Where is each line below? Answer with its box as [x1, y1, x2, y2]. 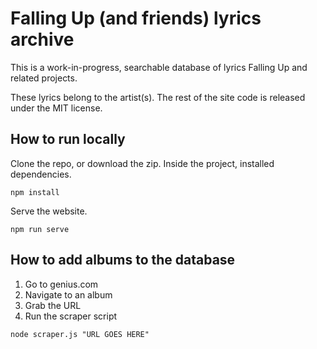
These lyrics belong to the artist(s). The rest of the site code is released [10, 91, 306, 103]
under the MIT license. [10, 102, 103, 114]
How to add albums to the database [10, 252, 236, 269]
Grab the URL [24, 299, 82, 311]
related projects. [10, 72, 78, 84]
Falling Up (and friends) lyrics [10, 7, 262, 30]
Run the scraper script [24, 310, 118, 322]
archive [10, 28, 75, 51]
